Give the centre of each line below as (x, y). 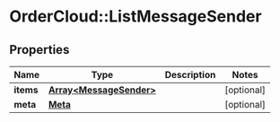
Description (190, 75)
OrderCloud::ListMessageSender (136, 17)
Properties (39, 50)
